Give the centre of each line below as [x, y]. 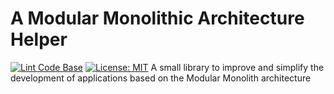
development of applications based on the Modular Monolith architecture [161, 78]
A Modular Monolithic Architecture [157, 18]
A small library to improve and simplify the [237, 67]
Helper [39, 39]
